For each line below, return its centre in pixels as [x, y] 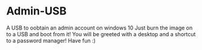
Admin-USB [36, 11]
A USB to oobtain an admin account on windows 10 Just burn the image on [99, 28]
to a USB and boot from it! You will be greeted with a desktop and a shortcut [101, 34]
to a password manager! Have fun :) [51, 40]
